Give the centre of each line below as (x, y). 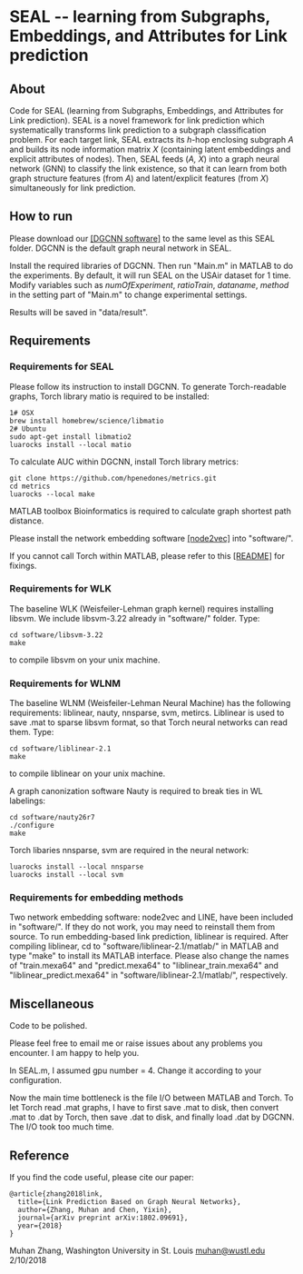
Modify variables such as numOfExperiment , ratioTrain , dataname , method (149, 284)
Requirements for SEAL (62, 367)
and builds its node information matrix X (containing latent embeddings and (150, 149)
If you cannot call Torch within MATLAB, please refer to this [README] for (147, 555)
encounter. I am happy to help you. (74, 1053)
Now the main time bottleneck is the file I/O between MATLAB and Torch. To (151, 1098)
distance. (27, 521)
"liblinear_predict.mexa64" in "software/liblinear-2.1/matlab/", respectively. (149, 975)
